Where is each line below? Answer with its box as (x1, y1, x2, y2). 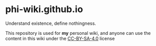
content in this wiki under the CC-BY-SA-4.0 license (5, 35, 115, 41)
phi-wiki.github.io (5, 4, 83, 15)
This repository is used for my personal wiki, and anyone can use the (5, 30, 151, 36)
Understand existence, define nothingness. (5, 20, 96, 26)
